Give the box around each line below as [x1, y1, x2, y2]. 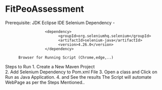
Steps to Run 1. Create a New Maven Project [5, 63, 95, 69]
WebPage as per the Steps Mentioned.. [5, 79, 85, 85]
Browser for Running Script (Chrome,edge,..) [18, 55, 114, 60]
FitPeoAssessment [5, 3, 84, 15]
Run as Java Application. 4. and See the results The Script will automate [5, 74, 152, 80]
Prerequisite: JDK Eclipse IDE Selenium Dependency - [5, 20, 115, 26]
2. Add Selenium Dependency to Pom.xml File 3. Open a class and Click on [5, 69, 158, 75]
